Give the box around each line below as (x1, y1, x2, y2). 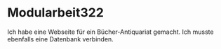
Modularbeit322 (7, 5, 104, 21)
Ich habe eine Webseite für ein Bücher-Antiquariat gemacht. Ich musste (7, 28, 214, 36)
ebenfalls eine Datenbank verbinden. (7, 35, 114, 43)
